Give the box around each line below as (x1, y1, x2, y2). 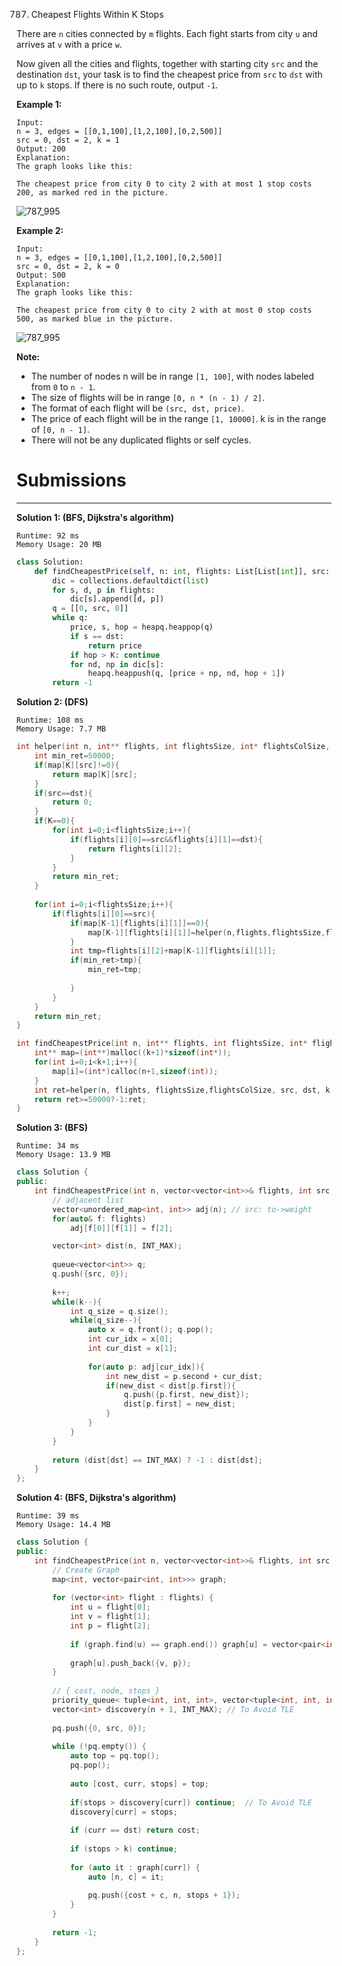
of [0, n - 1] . (30, 424, 90, 435)
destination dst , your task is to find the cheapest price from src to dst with (16, 69, 323, 80)
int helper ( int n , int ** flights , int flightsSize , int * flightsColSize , (16, 742, 331, 752)
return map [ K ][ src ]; (52, 769, 138, 779)
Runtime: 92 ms (16, 530, 80, 541)
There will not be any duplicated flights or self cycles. (30, 434, 252, 446)
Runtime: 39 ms (16, 1511, 80, 1521)
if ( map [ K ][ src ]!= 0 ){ (34, 760, 120, 770)
